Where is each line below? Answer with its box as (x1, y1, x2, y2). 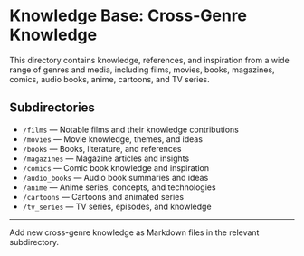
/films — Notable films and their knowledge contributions (22, 124, 240, 135)
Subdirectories (9, 100, 95, 116)
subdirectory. (9, 236, 60, 247)
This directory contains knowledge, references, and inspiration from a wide (9, 54, 290, 65)
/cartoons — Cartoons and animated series (22, 191, 184, 202)
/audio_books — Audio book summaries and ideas (22, 172, 209, 183)
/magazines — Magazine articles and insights (22, 153, 190, 164)
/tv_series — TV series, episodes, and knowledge (22, 201, 212, 212)
